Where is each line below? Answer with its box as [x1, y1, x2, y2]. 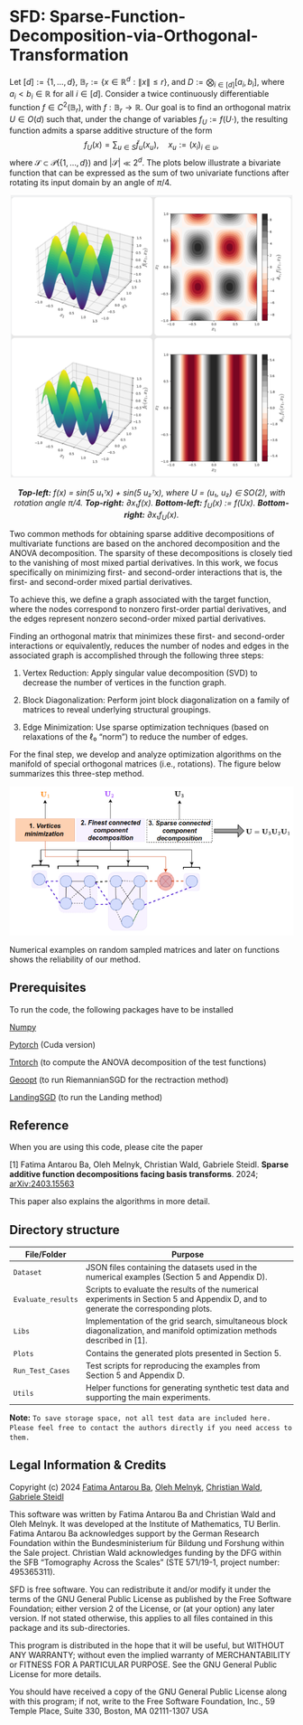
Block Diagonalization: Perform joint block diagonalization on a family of [22, 694, 290, 706]
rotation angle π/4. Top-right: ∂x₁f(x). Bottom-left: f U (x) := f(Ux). [14, 497, 256, 510]
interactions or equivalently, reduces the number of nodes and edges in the [9, 640, 289, 652]
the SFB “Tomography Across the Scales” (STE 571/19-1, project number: [9, 1557, 280, 1568]
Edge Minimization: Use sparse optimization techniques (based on [22, 721, 269, 733]
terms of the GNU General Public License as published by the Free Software [9, 1593, 292, 1604]
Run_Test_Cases [13, 1367, 70, 1376]
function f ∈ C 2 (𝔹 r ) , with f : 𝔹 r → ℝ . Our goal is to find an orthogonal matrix [9, 100, 291, 115]
